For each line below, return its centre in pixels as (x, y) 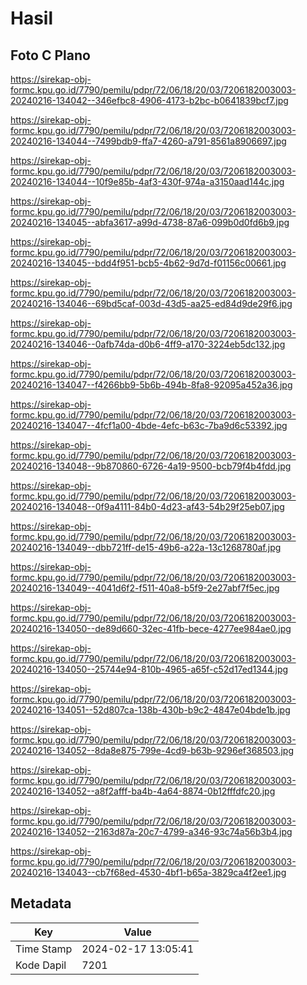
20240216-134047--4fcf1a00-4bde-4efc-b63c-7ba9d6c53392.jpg (149, 425)
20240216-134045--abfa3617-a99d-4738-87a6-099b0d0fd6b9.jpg (150, 222)
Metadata (41, 903)
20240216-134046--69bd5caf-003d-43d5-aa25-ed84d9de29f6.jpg (151, 303)
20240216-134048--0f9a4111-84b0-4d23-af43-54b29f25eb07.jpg (147, 506)
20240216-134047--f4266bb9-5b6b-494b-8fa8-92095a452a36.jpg (151, 385)
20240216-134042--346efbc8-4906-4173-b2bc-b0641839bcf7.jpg (149, 100)
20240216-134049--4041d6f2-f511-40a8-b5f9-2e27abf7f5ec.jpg (145, 588)
